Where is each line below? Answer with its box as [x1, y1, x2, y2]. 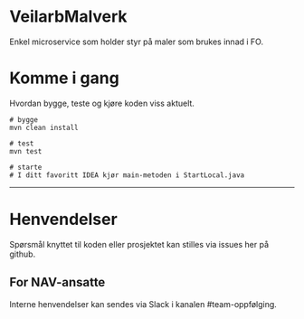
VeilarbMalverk [9, 6, 128, 27]
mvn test [9, 146, 43, 155]
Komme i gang [9, 68, 119, 89]
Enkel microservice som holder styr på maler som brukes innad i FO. [9, 36, 264, 47]
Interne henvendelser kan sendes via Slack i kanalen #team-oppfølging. [9, 298, 278, 309]
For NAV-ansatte [9, 275, 106, 290]
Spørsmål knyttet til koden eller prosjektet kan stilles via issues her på [9, 239, 270, 249]
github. [9, 249, 36, 259]
